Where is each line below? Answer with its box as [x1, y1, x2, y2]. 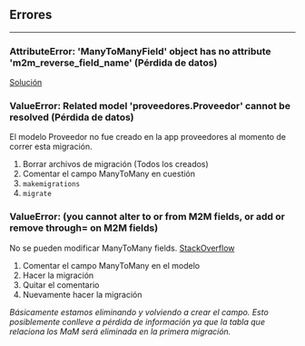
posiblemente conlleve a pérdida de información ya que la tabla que [9, 316, 266, 327]
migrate [22, 190, 52, 199]
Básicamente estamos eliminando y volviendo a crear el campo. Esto [9, 306, 270, 317]
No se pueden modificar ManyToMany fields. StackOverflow [9, 242, 235, 253]
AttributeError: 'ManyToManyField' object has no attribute [9, 44, 271, 57]
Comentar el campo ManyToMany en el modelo [22, 260, 201, 271]
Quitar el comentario [22, 279, 100, 290]
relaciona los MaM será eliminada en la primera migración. [9, 326, 231, 337]
